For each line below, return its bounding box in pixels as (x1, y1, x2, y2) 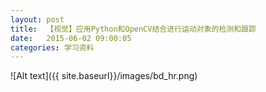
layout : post (10, 14, 65, 25)
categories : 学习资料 (10, 42, 95, 53)
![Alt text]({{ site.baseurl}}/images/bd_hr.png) (10, 70, 198, 82)
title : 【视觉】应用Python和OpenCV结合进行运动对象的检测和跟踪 (10, 24, 257, 34)
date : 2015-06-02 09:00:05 (10, 33, 132, 43)
